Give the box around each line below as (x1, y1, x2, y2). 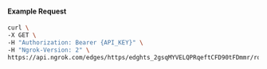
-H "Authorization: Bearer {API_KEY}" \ (7, 38, 144, 47)
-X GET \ (7, 32, 37, 40)
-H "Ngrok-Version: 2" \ (7, 46, 90, 54)
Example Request (7, 6, 67, 16)
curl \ (7, 24, 29, 32)
